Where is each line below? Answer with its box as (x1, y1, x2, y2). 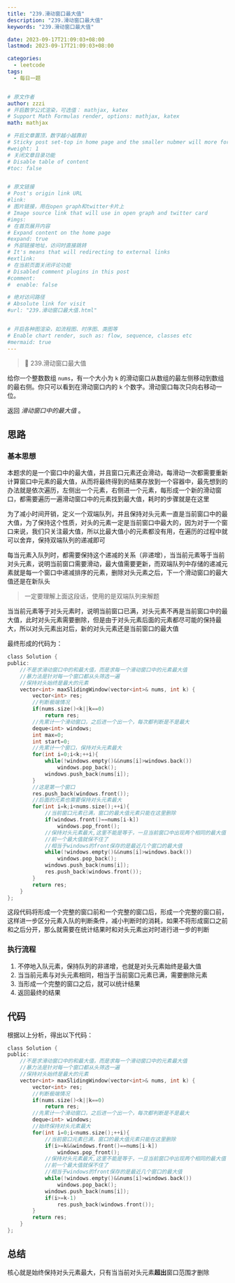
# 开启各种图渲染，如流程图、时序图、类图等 (7, 326, 118, 333)
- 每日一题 (13, 74, 41, 81)
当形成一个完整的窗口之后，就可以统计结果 (17, 979, 141, 988)
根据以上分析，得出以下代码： (7, 1031, 93, 1039)
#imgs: (7, 216, 27, 223)
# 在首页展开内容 (7, 222, 50, 230)
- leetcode (13, 62, 45, 69)
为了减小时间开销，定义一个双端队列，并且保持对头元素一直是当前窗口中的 (7, 509, 222, 519)
